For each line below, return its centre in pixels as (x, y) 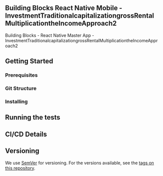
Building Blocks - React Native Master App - (50, 35)
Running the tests (33, 117)
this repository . (20, 168)
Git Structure (21, 88)
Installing (16, 101)
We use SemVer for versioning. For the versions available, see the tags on (80, 163)
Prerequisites (21, 75)
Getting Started (29, 61)
